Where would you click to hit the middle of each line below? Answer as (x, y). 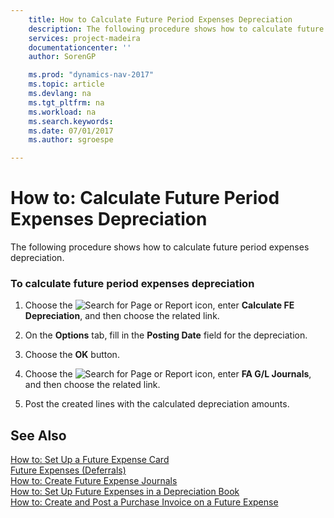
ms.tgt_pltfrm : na (66, 102)
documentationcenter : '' (80, 47)
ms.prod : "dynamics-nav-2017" (91, 75)
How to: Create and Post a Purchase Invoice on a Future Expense (144, 502)
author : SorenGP (62, 57)
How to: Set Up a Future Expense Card (90, 460)
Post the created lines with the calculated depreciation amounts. (157, 404)
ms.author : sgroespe (71, 140)
